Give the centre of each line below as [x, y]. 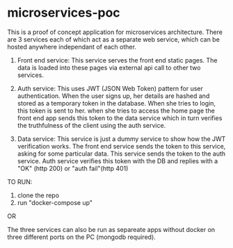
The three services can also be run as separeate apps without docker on [111, 229]
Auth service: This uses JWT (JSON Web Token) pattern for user [110, 88]
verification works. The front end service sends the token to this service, [121, 146]
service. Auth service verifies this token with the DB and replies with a [118, 160]
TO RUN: [20, 181]
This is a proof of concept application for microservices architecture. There [115, 32]
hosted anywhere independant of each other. [72, 47]
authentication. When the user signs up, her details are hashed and [113, 96]
